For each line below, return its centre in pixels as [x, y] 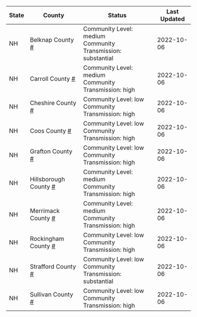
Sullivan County [51, 294]
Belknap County [52, 40]
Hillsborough [47, 179]
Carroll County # [52, 79]
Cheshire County [53, 103]
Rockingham [47, 239]
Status [117, 15]
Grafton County [51, 151]
